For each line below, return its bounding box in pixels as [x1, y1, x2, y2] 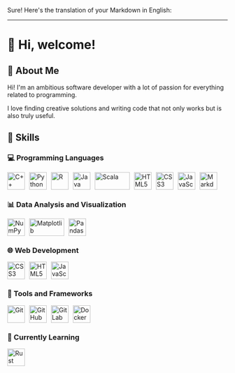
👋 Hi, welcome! [7, 37, 96, 53]
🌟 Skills [7, 132, 40, 144]
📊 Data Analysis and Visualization [7, 199, 127, 209]
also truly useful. [7, 112, 56, 119]
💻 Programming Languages [7, 153, 104, 163]
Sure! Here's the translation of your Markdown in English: [7, 6, 172, 14]
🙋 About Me [7, 64, 59, 76]
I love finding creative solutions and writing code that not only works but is [7, 104, 222, 112]
